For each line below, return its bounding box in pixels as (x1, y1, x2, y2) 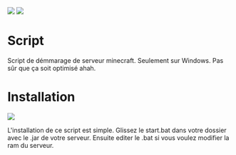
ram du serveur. (7, 141, 54, 149)
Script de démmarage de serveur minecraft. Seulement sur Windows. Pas (7, 56, 224, 64)
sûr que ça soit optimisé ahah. (7, 64, 96, 72)
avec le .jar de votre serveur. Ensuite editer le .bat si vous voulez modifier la (7, 133, 230, 142)
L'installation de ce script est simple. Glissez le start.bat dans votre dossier (7, 126, 227, 134)
